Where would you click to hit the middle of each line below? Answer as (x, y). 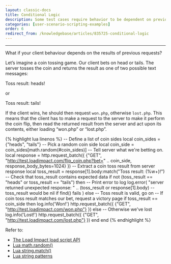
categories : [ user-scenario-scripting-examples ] (58, 24)
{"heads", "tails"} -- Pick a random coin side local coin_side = (70, 144)
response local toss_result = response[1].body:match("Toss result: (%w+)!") (85, 171)
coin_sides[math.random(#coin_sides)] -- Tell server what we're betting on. (84, 150)
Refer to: (14, 230)
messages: (17, 74)
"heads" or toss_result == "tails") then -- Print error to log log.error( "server (85, 182)
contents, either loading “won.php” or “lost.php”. (56, 129)
